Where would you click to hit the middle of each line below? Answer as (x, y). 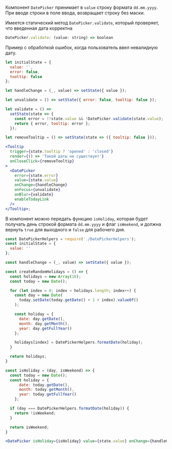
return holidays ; (28, 357)
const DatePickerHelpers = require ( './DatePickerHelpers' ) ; (71, 239)
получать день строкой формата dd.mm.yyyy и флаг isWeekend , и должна (83, 224)
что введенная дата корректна (39, 28)
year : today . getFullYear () (48, 395)
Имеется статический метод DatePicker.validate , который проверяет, (82, 23)
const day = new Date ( (39, 295)
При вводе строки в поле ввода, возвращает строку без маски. (75, 13)
